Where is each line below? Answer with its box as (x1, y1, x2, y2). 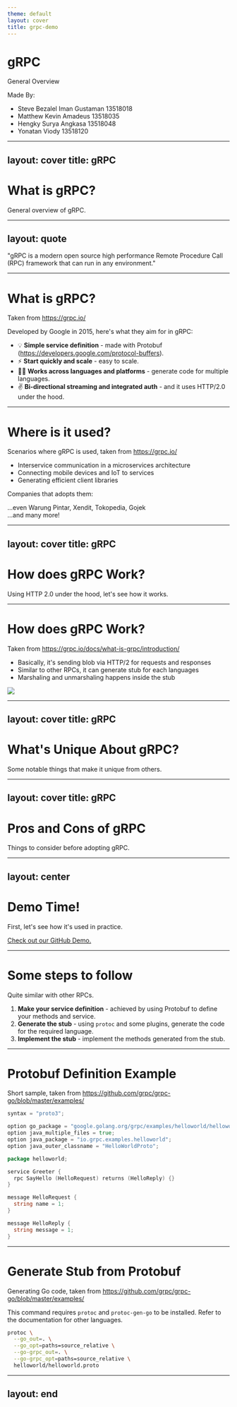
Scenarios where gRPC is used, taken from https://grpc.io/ (7, 448, 178, 456)
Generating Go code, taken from (7, 1286, 101, 1295)
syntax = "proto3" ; (7, 1110, 65, 1118)
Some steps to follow (7, 967, 133, 983)
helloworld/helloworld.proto (13, 1362, 99, 1369)
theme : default (7, 10, 52, 18)
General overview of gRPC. (7, 205, 86, 214)
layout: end (7, 1388, 59, 1400)
